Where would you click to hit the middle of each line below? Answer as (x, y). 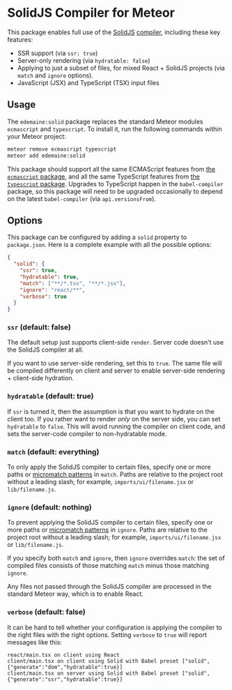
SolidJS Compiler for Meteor (91, 13)
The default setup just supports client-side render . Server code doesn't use (116, 343)
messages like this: (35, 642)
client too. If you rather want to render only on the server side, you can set (114, 419)
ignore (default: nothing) (49, 507)
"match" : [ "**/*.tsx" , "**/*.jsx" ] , (73, 283)
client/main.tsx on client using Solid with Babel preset (93, 661)
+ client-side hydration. (41, 378)
